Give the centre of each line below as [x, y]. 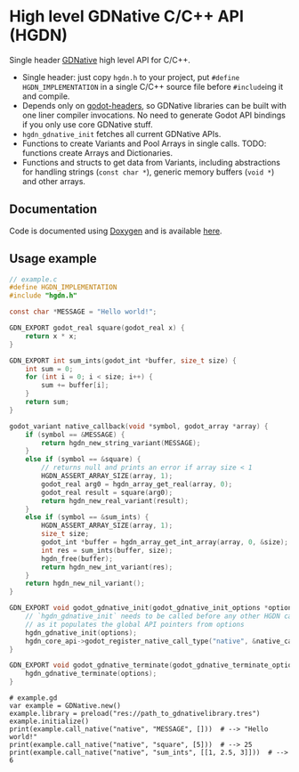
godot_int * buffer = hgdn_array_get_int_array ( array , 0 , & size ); [165, 542]
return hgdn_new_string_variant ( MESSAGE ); [121, 443]
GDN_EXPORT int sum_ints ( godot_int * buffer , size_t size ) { [123, 361]
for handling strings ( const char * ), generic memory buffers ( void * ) [148, 172]
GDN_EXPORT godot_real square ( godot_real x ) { [97, 328]
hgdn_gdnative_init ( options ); [81, 633]
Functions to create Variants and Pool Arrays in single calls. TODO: [144, 143]
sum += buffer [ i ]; [75, 386]
